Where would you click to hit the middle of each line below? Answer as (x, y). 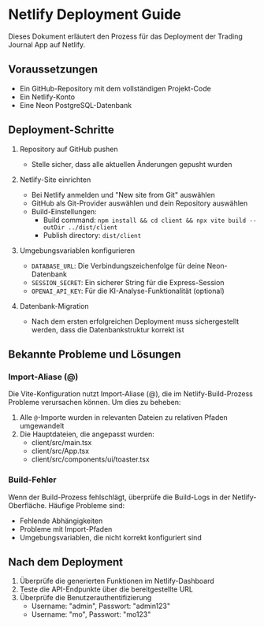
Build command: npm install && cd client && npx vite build (145, 220)
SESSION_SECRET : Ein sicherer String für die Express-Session (128, 282)
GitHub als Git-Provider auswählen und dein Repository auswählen (139, 203)
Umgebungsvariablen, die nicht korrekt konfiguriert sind (111, 537)
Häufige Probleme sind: (87, 505)
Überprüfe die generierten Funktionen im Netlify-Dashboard (117, 581)
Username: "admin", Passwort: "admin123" (101, 606)
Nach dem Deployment (66, 562)
